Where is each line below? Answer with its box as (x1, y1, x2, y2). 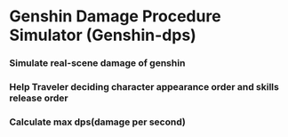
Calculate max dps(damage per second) (9, 116, 187, 128)
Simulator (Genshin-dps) (9, 25, 197, 45)
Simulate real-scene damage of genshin (9, 57, 186, 69)
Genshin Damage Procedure (9, 6, 221, 27)
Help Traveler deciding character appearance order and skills (9, 81, 280, 93)
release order (9, 92, 68, 104)
